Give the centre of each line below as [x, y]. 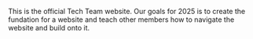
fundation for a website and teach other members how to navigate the [121, 19]
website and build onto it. [49, 28]
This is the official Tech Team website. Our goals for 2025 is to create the [127, 11]
